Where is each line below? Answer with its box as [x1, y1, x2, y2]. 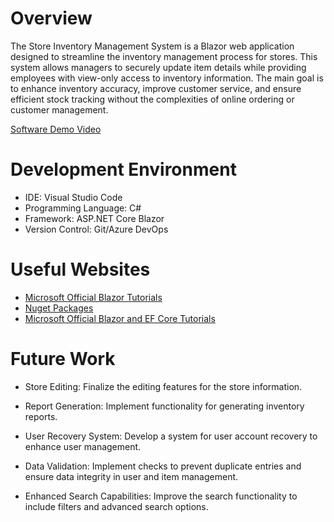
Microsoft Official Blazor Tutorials [24, 291, 163, 303]
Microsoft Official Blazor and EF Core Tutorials [24, 312, 216, 324]
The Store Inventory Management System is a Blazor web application [10, 40, 295, 52]
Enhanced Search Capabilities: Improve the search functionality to [24, 490, 298, 502]
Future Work [10, 348, 116, 370]
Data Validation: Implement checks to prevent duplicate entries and [24, 460, 302, 472]
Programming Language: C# [24, 202, 142, 214]
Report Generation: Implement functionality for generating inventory [24, 400, 305, 412]
